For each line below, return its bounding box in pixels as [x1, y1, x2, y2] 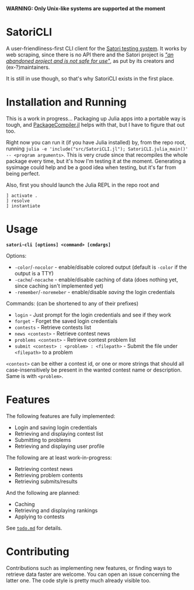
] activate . [6, 193, 38, 198]
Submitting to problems [14, 436, 71, 443]
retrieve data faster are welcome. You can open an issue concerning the [6, 571, 180, 578]
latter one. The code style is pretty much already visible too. [6, 576, 151, 584]
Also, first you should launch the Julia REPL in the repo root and [6, 181, 160, 188]
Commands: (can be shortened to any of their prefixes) [6, 299, 139, 307]
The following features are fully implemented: [6, 412, 116, 419]
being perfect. [6, 170, 40, 177]
